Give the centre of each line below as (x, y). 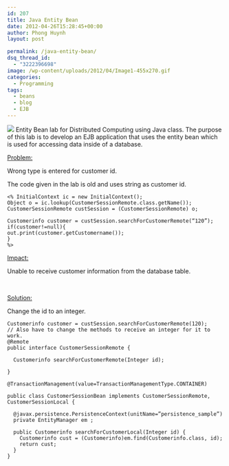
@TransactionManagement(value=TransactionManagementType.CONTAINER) (107, 384)
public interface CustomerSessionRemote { (69, 348)
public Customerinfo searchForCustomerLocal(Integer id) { (100, 432)
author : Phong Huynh (37, 33)
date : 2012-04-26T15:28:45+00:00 (55, 26)
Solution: (20, 297)
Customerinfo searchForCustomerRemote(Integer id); (89, 360)
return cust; (38, 444)
